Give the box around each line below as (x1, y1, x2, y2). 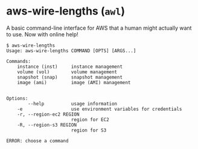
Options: (6, 95, 28, 101)
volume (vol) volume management (17, 68, 118, 75)
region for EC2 (71, 116, 110, 122)
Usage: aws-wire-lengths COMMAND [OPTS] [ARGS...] (6, 47, 136, 54)
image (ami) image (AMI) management (17, 79, 131, 85)
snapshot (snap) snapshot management (17, 74, 123, 80)
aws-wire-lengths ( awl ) (6, 4, 126, 18)
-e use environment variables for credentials (17, 106, 182, 112)
